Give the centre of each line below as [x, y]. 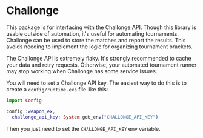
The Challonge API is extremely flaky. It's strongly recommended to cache [99, 58]
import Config [24, 100]
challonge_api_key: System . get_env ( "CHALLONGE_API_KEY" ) [85, 117]
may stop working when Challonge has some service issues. [82, 71]
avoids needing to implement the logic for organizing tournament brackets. [99, 47]
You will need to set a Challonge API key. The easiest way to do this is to [96, 83]
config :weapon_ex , [31, 111]
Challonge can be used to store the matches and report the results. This [96, 40]
